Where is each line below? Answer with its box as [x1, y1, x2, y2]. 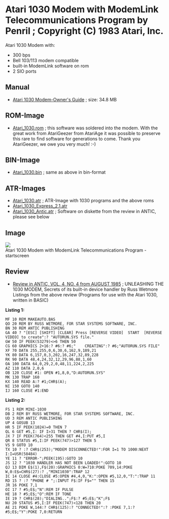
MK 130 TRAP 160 [5, 374, 40, 380]
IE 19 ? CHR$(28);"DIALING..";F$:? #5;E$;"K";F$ [5, 496, 110, 501]
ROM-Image [5, 111, 45, 120]
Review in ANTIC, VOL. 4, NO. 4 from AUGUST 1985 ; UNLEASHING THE [12, 281, 164, 287]
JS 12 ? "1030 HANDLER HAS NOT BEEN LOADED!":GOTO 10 [5, 460, 122, 466]
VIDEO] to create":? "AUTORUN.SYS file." [5, 335, 94, 340]
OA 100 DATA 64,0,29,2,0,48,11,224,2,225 [5, 361, 94, 366]
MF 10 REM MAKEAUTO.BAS [5, 317, 56, 322]
